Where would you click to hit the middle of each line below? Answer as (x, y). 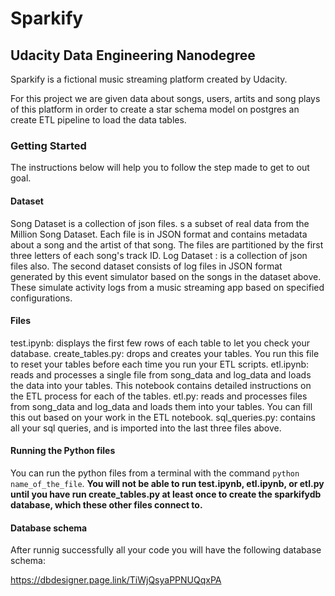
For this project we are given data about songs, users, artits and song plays (165, 98)
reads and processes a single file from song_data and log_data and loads (161, 374)
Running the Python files (63, 451)
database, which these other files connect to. (106, 504)
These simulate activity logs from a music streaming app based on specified (167, 287)
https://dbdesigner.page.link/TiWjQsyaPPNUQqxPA (116, 580)
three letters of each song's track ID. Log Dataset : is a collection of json (159, 255)
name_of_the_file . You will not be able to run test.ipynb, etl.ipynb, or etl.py (167, 483)
